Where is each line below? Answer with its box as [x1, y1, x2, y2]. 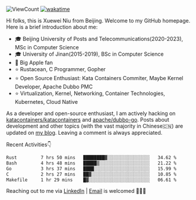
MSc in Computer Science [14, 44, 79, 50]
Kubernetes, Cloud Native [14, 99, 78, 105]
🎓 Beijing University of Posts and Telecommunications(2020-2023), [14, 36, 184, 42]
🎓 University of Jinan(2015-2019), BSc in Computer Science [14, 50, 164, 58]
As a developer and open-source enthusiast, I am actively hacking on [6, 110, 176, 117]
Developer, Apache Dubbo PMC [14, 83, 93, 90]
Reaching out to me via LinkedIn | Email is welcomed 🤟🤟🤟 [6, 188, 147, 195]
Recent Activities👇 [6, 141, 52, 148]
